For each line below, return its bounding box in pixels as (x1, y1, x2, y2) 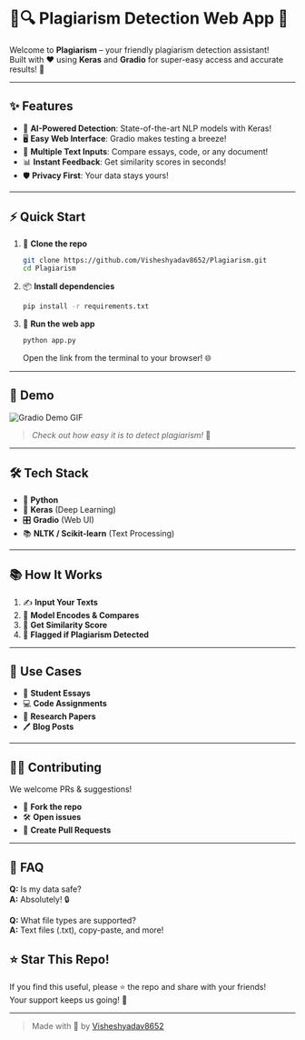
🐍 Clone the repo (22, 238, 88, 249)
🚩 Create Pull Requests (22, 825, 112, 835)
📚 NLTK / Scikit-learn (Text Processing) (22, 527, 175, 538)
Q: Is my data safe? (9, 884, 82, 895)
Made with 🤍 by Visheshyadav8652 (31, 1020, 165, 1031)
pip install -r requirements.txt (22, 302, 150, 311)
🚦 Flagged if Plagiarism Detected (22, 629, 150, 640)
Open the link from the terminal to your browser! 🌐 (22, 353, 212, 364)
